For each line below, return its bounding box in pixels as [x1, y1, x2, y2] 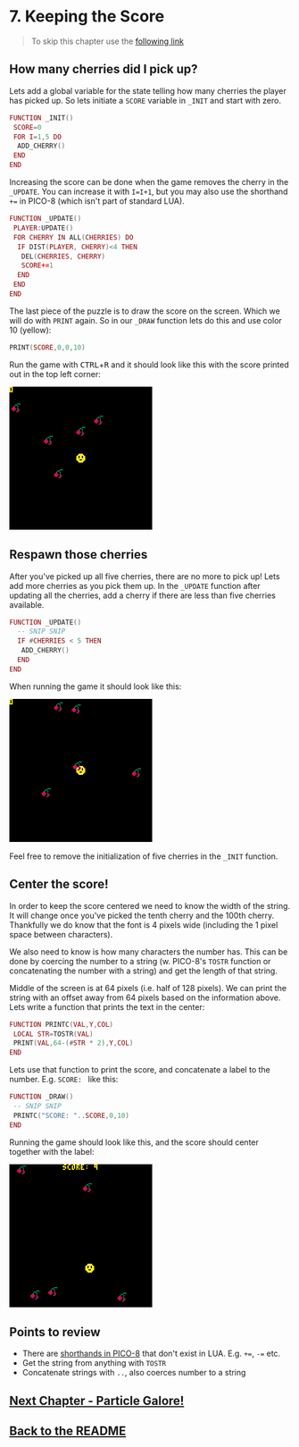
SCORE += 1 [21, 261, 54, 270]
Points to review [9, 1325, 101, 1340]
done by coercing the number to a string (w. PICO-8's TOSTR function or [9, 955, 271, 966]
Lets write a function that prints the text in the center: [9, 1001, 205, 1012]
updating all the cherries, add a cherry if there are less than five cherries [9, 590, 277, 601]
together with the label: [9, 1146, 95, 1157]
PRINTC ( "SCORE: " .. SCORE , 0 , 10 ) [12, 1111, 129, 1120]
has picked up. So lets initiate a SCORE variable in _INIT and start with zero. [9, 95, 281, 105]
